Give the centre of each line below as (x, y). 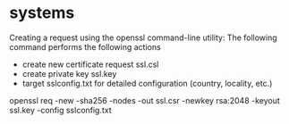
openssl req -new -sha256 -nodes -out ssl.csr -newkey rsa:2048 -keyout (144, 100)
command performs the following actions (85, 46)
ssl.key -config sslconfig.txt (60, 110)
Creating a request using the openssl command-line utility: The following (143, 37)
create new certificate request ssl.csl (90, 64)
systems (42, 13)
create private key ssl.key (69, 73)
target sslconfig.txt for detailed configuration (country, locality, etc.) (147, 83)
